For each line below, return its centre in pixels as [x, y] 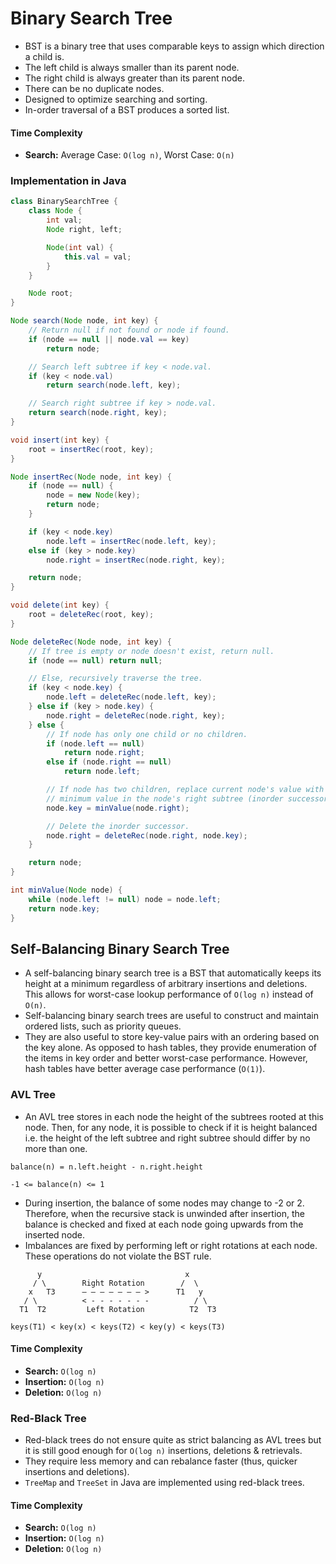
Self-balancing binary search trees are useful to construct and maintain [171, 1016]
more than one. [56, 1148]
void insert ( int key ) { [60, 440]
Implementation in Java [68, 181]
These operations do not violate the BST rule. [118, 1256]
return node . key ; [64, 908]
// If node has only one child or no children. [147, 734]
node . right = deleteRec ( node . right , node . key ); [147, 835]
